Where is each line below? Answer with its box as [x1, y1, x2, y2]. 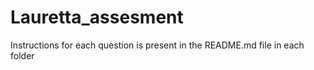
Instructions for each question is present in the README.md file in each [10, 39, 305, 51]
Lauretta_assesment [10, 6, 184, 29]
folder [10, 49, 35, 61]
